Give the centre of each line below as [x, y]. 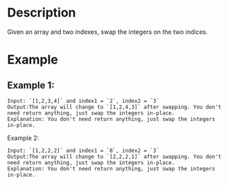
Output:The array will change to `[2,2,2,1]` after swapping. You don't [114, 157]
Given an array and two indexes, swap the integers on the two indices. [107, 32]
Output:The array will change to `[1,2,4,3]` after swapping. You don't [114, 107]
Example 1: [31, 85]
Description [42, 13]
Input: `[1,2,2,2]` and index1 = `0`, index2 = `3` [83, 150]
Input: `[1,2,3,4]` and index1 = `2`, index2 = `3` [83, 101]
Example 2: [23, 138]
